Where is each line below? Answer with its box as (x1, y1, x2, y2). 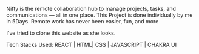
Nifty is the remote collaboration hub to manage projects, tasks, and (6, 5, 176, 12)
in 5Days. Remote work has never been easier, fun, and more (6, 18, 159, 25)
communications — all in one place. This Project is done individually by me (6, 11, 193, 19)
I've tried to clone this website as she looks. (6, 29, 116, 37)
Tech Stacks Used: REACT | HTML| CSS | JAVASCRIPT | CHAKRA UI (6, 41, 177, 48)
